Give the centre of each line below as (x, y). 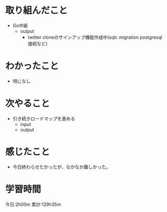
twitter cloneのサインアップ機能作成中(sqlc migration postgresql (95, 37)
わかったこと (32, 66)
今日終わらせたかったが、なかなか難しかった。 (61, 167)
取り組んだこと (37, 10)
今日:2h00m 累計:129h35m (33, 204)
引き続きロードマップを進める (44, 118)
